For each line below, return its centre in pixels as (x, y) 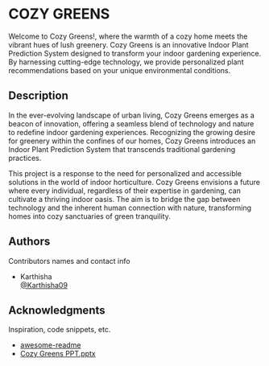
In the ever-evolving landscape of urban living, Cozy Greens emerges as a (132, 115)
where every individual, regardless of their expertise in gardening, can (125, 191)
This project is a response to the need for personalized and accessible (125, 173)
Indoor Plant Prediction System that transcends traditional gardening (122, 149)
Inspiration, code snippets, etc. (60, 330)
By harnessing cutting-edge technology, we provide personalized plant (126, 62)
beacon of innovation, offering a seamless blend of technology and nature (131, 123)
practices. (25, 158)
